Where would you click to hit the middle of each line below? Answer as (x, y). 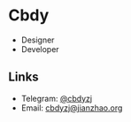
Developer (40, 49)
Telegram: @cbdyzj (57, 98)
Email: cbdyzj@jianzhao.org (72, 108)
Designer (38, 40)
